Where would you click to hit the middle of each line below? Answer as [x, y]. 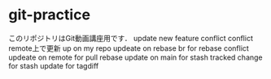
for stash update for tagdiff [54, 65]
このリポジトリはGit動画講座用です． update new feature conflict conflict [131, 38]
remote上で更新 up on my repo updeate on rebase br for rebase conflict [129, 48]
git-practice [50, 15]
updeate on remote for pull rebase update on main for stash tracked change [135, 57]
